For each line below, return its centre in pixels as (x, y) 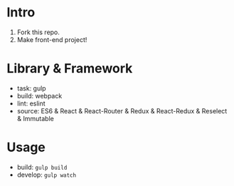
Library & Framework (70, 69)
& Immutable (35, 118)
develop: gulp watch (46, 175)
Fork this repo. (38, 32)
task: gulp (32, 88)
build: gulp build (42, 167)
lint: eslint (31, 103)
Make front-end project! (52, 39)
